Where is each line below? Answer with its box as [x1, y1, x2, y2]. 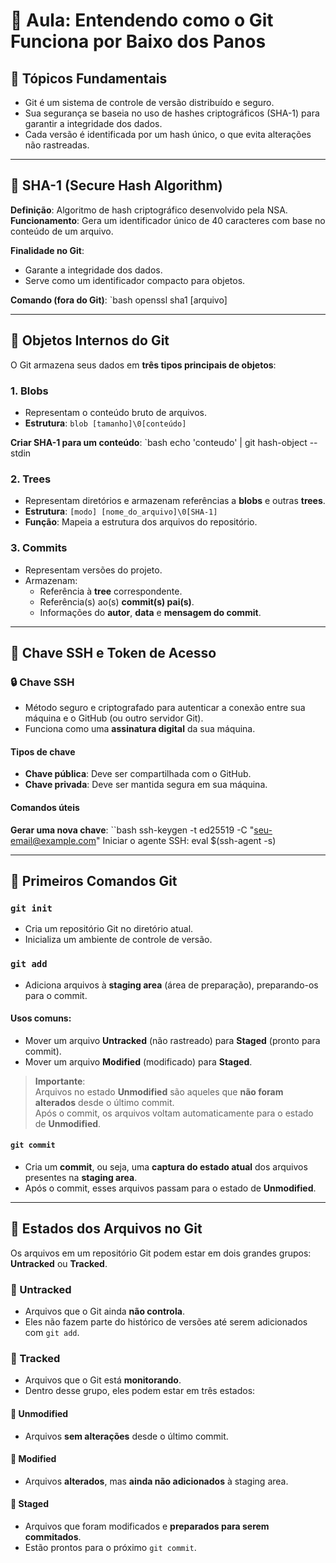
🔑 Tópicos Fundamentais [10, 70, 168, 87]
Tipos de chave [10, 745, 76, 758]
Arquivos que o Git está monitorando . [24, 1374, 182, 1386]
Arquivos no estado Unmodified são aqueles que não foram [34, 1085, 284, 1098]
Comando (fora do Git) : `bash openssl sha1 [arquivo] [10, 294, 228, 306]
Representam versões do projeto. [24, 564, 163, 576]
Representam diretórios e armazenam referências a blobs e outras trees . [24, 495, 326, 507]
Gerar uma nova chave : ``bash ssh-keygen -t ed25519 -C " [10, 824, 255, 836]
